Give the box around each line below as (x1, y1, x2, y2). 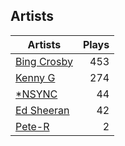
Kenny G (15, 70, 56, 84)
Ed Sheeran (15, 103, 70, 117)
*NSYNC (15, 87, 58, 101)
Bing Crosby (15, 54, 73, 68)
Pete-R (15, 119, 50, 133)
